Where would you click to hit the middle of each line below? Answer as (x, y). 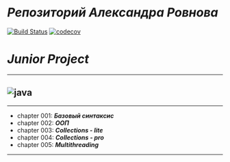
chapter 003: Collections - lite (60, 130)
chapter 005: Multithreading (58, 144)
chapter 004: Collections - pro (61, 137)
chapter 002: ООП (43, 123)
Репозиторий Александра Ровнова (113, 13)
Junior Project (48, 59)
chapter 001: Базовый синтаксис (65, 116)
